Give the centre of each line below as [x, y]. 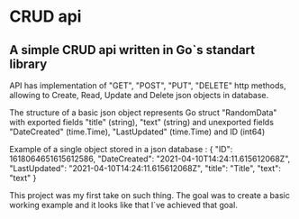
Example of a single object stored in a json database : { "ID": [121, 149]
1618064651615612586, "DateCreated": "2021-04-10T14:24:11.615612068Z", [150, 159]
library [28, 64]
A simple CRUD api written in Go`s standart [132, 50]
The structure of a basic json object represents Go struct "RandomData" [143, 113]
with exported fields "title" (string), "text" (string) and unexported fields [142, 122]
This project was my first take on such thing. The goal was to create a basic [149, 195]
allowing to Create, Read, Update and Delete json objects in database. [139, 95]
